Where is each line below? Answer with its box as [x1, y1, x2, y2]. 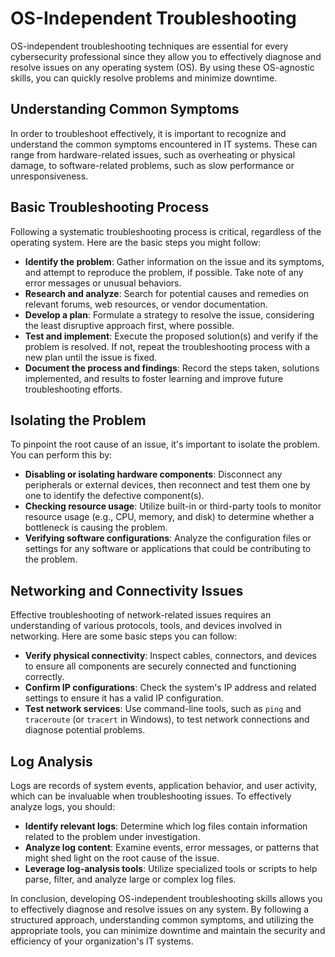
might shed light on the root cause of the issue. [24, 852, 220, 864]
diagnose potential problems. [24, 724, 146, 736]
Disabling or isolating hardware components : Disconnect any [24, 468, 283, 481]
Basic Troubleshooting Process [10, 199, 210, 216]
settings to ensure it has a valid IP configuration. [24, 692, 224, 704]
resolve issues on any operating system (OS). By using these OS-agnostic [10, 61, 315, 73]
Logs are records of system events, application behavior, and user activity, [10, 780, 318, 791]
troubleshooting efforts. [24, 383, 123, 395]
